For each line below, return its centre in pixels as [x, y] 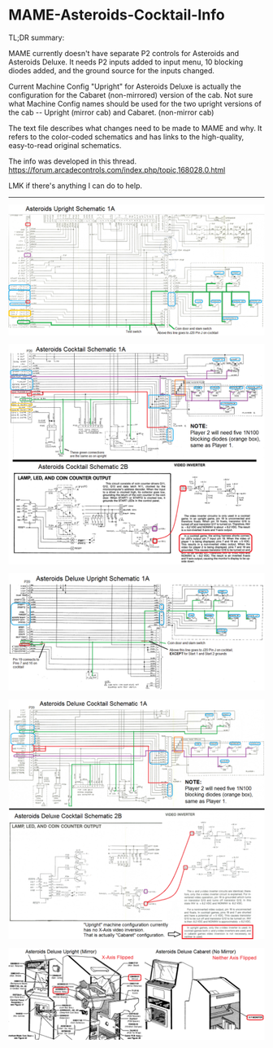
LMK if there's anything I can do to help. [76, 186]
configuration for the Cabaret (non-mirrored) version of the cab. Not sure [131, 94]
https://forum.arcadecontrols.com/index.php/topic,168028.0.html [117, 169]
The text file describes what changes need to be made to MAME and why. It [135, 128]
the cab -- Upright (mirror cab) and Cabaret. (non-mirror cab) [111, 112]
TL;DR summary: [37, 37]
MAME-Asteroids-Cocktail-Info [117, 15]
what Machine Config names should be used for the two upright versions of [135, 103]
